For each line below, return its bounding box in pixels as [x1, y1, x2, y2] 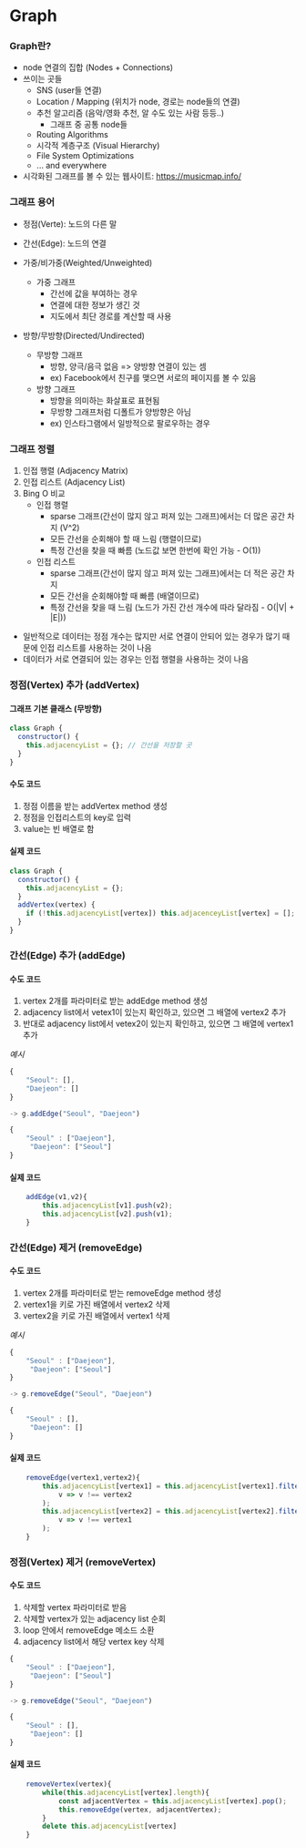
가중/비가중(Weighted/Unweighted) [22, 257, 153, 268]
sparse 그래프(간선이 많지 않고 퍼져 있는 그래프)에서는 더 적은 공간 [49, 568, 285, 579]
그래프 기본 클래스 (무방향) [9, 703, 103, 714]
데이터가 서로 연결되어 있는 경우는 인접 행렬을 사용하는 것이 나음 [22, 653, 249, 665]
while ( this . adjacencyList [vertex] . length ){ [42, 1788, 209, 1797]
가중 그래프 [36, 276, 76, 287]
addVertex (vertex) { [17, 900, 96, 909]
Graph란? [9, 40, 52, 53]
